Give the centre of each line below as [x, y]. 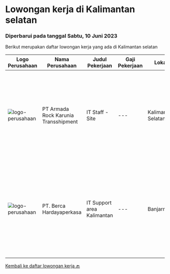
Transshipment [60, 122]
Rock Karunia [58, 115]
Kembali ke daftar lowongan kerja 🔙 [42, 266]
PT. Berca [54, 206]
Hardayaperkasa [62, 212]
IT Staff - [97, 112]
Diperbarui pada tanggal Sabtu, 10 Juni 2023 [61, 36]
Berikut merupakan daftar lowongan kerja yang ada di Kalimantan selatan [81, 47]
